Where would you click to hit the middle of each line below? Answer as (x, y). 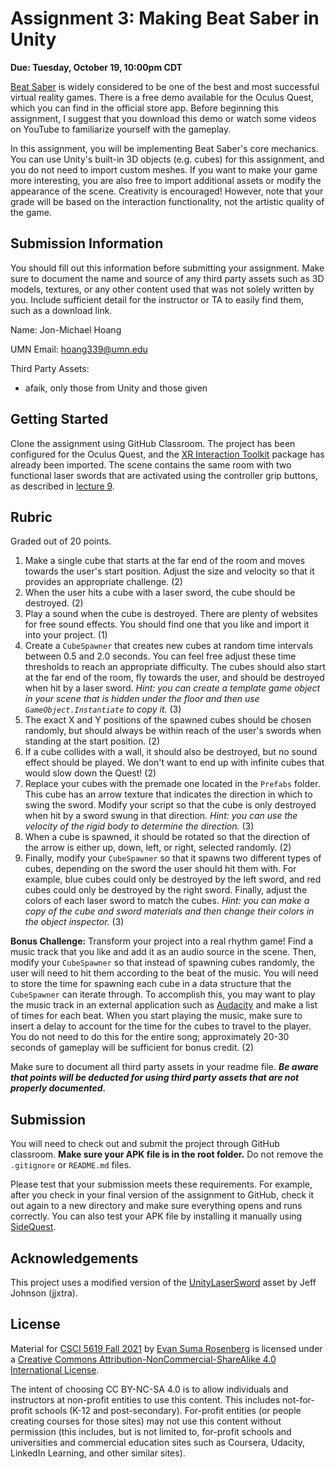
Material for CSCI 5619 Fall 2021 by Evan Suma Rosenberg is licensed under (166, 1348)
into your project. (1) (66, 635)
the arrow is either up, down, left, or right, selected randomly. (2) (158, 848)
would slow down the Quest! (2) (90, 773)
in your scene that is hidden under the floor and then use (142, 699)
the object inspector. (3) (74, 922)
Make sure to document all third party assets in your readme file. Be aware (164, 1067)
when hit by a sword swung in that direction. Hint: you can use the (161, 816)
